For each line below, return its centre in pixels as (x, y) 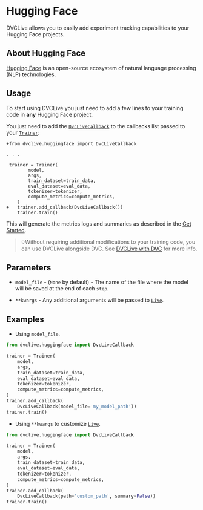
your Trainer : (23, 132)
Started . (16, 230)
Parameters (29, 267)
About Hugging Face (46, 54)
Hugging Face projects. (35, 34)
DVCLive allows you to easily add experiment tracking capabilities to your (98, 28)
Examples (25, 319)
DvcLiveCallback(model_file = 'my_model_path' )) (77, 407)
